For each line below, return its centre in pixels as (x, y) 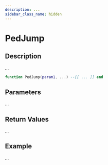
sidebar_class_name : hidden (34, 14)
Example (18, 146)
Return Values (27, 119)
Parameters (23, 92)
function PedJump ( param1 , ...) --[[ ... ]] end (54, 77)
